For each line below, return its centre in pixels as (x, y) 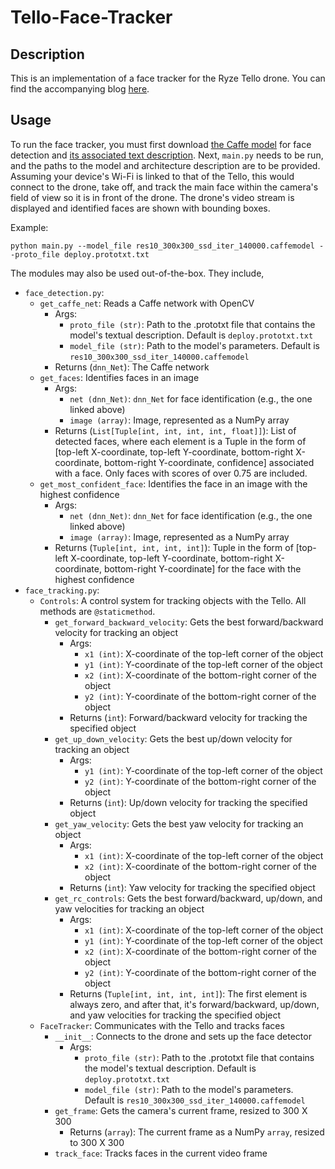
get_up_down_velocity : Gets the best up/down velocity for (173, 738)
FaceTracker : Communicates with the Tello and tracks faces (162, 1025)
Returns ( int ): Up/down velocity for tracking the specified (188, 802)
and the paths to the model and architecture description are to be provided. (165, 165)
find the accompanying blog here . (80, 89)
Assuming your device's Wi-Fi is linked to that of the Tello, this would (152, 176)
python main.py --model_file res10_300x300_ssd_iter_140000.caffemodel (162, 246)
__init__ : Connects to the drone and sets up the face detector (183, 1036)
